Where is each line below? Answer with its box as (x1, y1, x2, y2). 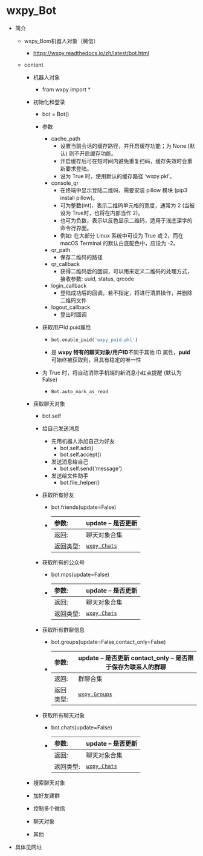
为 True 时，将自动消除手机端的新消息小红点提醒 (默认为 (42, 369, 182, 376)
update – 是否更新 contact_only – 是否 (78, 654, 188, 662)
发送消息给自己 (51, 458, 89, 465)
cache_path (51, 134, 80, 142)
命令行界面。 (60, 224, 92, 231)
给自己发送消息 (42, 425, 80, 432)
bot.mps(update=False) (51, 571, 110, 578)
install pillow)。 (60, 194, 98, 201)
